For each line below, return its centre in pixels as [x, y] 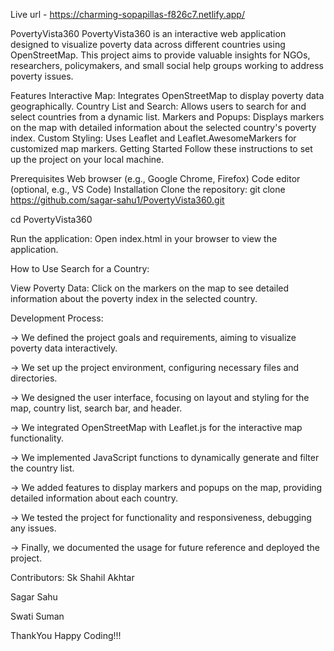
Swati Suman [37, 616]
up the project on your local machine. [87, 159]
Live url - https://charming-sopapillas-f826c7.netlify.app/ [127, 14]
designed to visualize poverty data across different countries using [148, 44]
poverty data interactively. [64, 348]
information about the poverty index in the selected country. [134, 298]
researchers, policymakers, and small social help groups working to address [167, 65]
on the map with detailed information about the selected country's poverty [163, 127]
